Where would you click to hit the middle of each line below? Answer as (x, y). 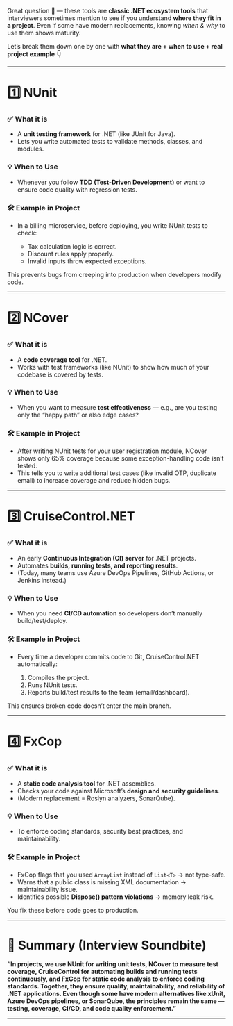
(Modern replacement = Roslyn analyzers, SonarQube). (96, 798)
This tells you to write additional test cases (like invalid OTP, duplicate (117, 473)
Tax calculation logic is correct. (72, 247)
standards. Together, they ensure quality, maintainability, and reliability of (116, 986)
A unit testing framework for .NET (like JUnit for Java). (96, 134)
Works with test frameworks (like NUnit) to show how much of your (113, 367)
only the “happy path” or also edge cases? (78, 415)
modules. (31, 149)
